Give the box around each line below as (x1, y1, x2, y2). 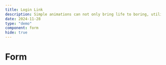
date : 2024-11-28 (5, 16, 41, 21)
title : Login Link (5, 7, 43, 12)
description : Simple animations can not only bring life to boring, (5, 12, 149, 17)
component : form (5, 26, 39, 31)
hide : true (5, 30, 28, 35)
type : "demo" (5, 21, 32, 26)
